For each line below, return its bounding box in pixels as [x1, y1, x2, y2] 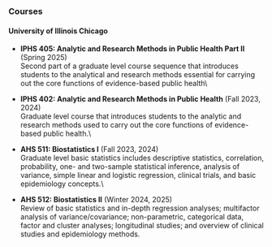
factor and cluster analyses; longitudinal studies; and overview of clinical [19, 221, 264, 231]
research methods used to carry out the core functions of [19, 120, 214, 130]
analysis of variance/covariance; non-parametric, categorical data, [19, 212, 244, 222]
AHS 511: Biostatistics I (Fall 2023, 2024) [19, 145, 159, 154]
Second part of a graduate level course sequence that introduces [19, 61, 240, 71]
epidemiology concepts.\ [19, 179, 104, 188]
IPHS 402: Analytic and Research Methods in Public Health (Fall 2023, [19, 94, 261, 104]
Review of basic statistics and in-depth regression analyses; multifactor [19, 203, 260, 213]
